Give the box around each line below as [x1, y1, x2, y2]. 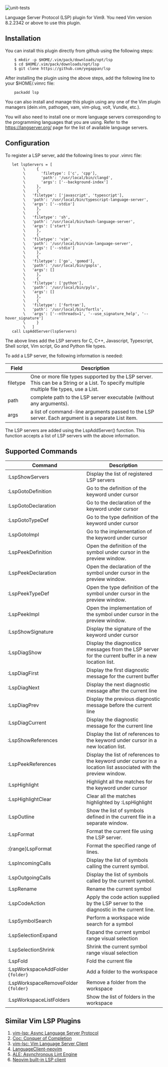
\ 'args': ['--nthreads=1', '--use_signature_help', [23, 311, 140, 316]
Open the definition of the [86, 542, 146, 549]
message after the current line [86, 687, 157, 694]
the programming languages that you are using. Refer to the [5, 119, 128, 125]
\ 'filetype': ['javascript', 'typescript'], [23, 193, 124, 198]
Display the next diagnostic [86, 681, 150, 688]
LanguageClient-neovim [12, 1046, 62, 1052]
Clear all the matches [86, 793, 136, 800]
